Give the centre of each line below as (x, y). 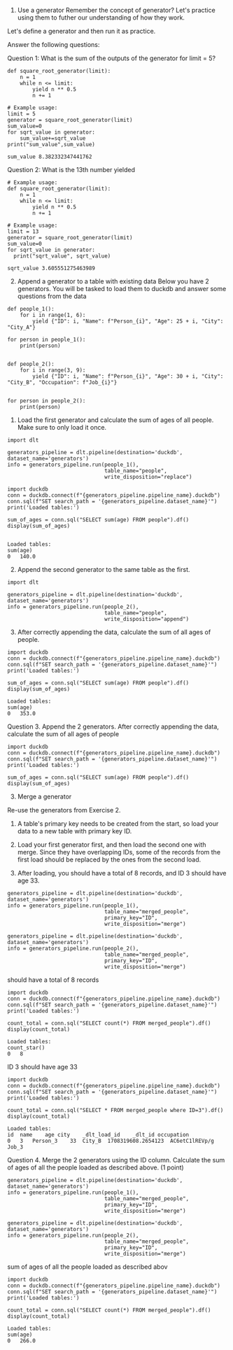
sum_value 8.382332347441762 (50, 157)
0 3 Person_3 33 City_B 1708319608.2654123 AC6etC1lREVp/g (111, 1141)
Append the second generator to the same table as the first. (104, 569)
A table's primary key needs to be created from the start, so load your (118, 824)
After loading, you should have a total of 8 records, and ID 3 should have (122, 873)
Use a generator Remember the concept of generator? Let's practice (116, 10)
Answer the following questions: (54, 44)
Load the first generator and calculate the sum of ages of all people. (115, 420)
